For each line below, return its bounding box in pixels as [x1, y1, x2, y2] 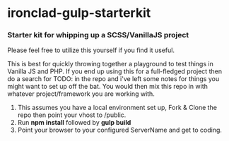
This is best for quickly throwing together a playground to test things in [7, 60, 213, 68]
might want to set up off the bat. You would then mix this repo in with [7, 82, 209, 91]
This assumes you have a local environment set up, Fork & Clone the [17, 104, 218, 112]
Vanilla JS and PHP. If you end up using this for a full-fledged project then [7, 67, 223, 75]
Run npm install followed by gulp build [17, 118, 131, 127]
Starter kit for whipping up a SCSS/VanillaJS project [7, 30, 189, 40]
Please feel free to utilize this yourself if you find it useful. [7, 46, 175, 54]
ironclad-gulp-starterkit [7, 5, 151, 21]
